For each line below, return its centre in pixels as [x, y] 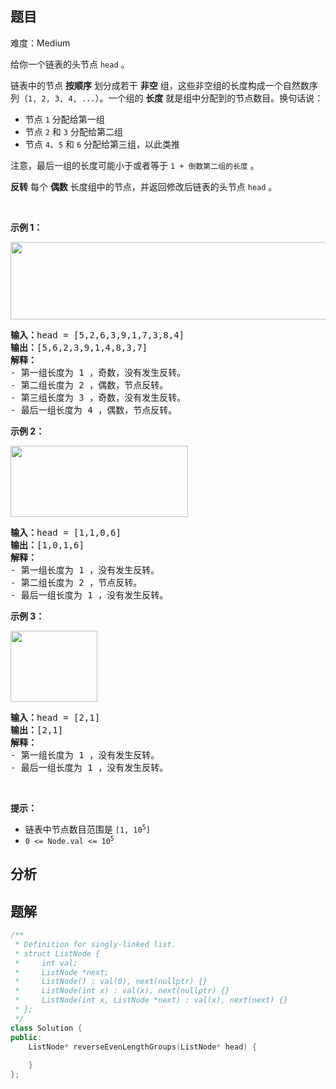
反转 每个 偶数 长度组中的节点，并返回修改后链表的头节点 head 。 [144, 186]
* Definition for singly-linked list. [95, 944]
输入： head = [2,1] [55, 717]
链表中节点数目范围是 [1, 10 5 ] [87, 829]
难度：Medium [40, 43]
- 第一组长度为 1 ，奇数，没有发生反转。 [98, 372]
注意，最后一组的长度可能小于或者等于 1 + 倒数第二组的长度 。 [135, 165]
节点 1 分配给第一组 [64, 119]
